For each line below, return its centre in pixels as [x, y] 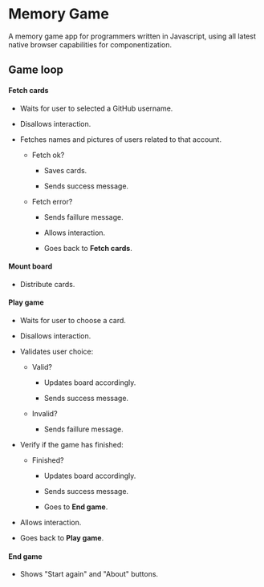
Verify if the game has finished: [72, 444]
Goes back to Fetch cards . [88, 248]
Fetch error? [52, 201]
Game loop [36, 70]
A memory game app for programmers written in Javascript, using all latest [132, 36]
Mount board [30, 266]
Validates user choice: [57, 351]
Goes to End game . [76, 507]
